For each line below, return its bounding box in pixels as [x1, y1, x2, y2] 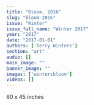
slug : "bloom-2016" [6, 15, 56, 21]
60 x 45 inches [6, 93, 44, 101]
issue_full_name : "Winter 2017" [6, 25, 89, 32]
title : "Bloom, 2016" [6, 8, 62, 15]
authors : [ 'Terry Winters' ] [6, 43, 78, 49]
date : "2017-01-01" [6, 37, 56, 43]
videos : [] [6, 76, 34, 83]
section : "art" [6, 49, 45, 55]
